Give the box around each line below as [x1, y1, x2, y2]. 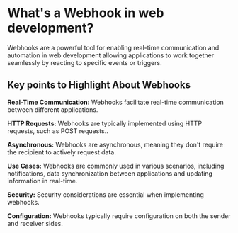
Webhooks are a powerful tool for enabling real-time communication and [7, 43, 220, 52]
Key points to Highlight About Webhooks [7, 79, 191, 91]
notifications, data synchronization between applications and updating [7, 169, 212, 178]
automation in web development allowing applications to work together [7, 51, 215, 59]
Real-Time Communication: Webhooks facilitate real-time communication [7, 98, 225, 106]
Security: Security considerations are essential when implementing [7, 190, 204, 199]
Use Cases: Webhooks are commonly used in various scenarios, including [7, 161, 225, 170]
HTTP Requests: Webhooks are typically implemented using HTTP [7, 119, 203, 127]
